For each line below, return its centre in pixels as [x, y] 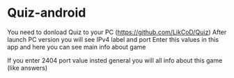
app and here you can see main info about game [77, 47]
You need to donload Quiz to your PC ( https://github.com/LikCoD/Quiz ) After [117, 32]
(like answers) [28, 68]
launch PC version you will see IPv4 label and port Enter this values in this [113, 39]
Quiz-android [47, 13]
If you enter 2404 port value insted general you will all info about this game [115, 60]
